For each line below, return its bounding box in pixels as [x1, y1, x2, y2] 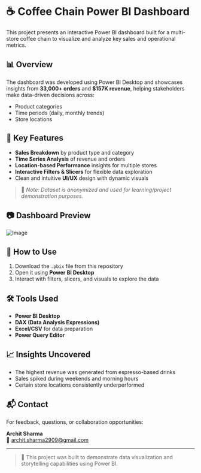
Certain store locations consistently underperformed [14, 381, 145, 388]
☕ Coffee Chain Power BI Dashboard [6, 5, 190, 19]
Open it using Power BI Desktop [14, 269, 95, 276]
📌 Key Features [6, 133, 64, 143]
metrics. [6, 41, 27, 49]
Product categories [14, 103, 63, 110]
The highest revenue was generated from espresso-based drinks [14, 368, 176, 375]
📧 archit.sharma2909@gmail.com [6, 436, 89, 444]
